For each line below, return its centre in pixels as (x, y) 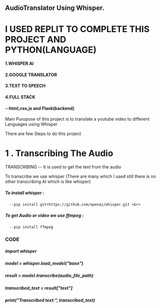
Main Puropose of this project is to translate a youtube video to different (77, 119)
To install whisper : (25, 193)
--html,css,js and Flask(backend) (40, 108)
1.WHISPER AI (20, 63)
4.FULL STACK (20, 97)
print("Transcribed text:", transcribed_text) (50, 300)
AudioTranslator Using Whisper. (55, 8)
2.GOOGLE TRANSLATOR (31, 75)
